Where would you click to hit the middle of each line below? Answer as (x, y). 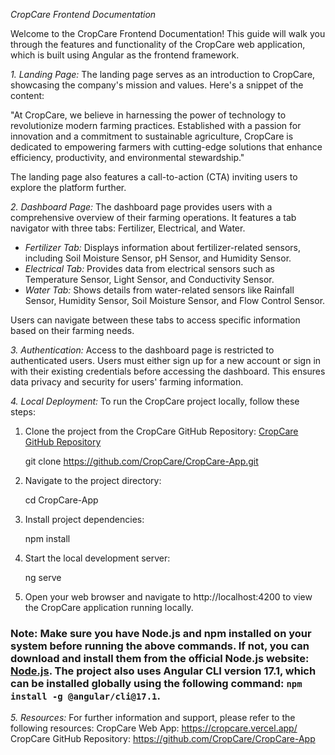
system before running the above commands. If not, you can (160, 646)
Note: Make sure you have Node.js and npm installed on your (161, 633)
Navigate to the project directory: (93, 480)
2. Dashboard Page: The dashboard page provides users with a (141, 207)
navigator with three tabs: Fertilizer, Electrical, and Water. (128, 228)
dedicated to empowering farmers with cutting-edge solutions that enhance (166, 147)
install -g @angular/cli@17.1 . (85, 696)
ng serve (43, 577)
